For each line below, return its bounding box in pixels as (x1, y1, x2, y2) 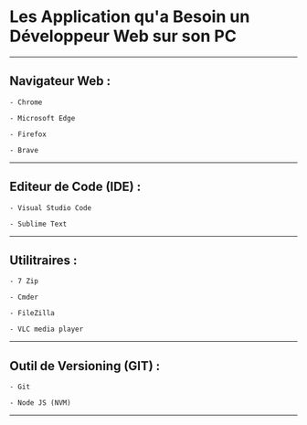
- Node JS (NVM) (9, 398, 71, 408)
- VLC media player (9, 324, 84, 335)
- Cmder (9, 292, 39, 303)
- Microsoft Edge (9, 113, 76, 122)
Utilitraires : (9, 252, 78, 268)
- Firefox (9, 130, 48, 139)
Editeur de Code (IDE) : (9, 179, 142, 195)
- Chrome (9, 98, 43, 107)
